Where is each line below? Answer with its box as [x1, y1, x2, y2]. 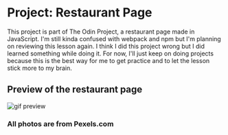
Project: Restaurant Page [7, 5, 152, 21]
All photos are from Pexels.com [7, 119, 114, 128]
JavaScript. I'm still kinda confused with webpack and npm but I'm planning [7, 34, 221, 42]
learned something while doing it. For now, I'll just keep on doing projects [7, 49, 214, 58]
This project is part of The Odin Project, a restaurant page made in [7, 27, 195, 36]
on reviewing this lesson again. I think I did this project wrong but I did [7, 42, 205, 50]
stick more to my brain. [7, 64, 72, 72]
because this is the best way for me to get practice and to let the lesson [7, 56, 210, 64]
